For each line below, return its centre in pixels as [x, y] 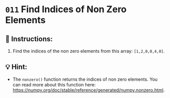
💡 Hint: [16, 67]
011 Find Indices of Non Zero [66, 9]
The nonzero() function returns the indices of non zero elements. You [85, 79]
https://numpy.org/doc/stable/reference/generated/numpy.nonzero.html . [89, 90]
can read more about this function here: [54, 84]
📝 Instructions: [29, 39]
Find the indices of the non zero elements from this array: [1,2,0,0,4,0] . [89, 51]
